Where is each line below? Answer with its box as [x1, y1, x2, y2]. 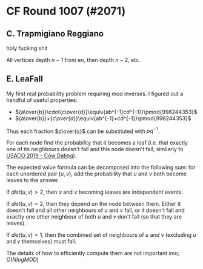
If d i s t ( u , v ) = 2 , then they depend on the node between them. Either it [6, 200, 181, 208]
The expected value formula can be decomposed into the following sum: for [6, 164, 196, 171]
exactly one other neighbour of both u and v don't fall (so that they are [6, 213, 182, 220]
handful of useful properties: [6, 96, 78, 104]
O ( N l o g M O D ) [6, 256, 39, 264]
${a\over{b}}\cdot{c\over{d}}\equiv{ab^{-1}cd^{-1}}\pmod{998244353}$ [15, 108, 198, 115]
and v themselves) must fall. [6, 238, 77, 245]
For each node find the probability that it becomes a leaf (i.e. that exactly [6, 139, 188, 146]
